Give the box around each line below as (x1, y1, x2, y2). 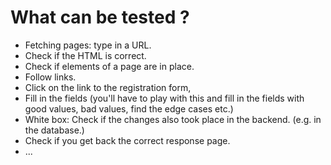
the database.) (24, 124, 85, 136)
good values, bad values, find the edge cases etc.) (24, 102, 234, 115)
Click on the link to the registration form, (24, 81, 192, 93)
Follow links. (24, 71, 77, 83)
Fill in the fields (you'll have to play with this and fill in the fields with (24, 92, 305, 104)
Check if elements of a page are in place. (24, 60, 195, 72)
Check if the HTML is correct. (24, 49, 147, 61)
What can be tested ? (10, 6, 190, 29)
